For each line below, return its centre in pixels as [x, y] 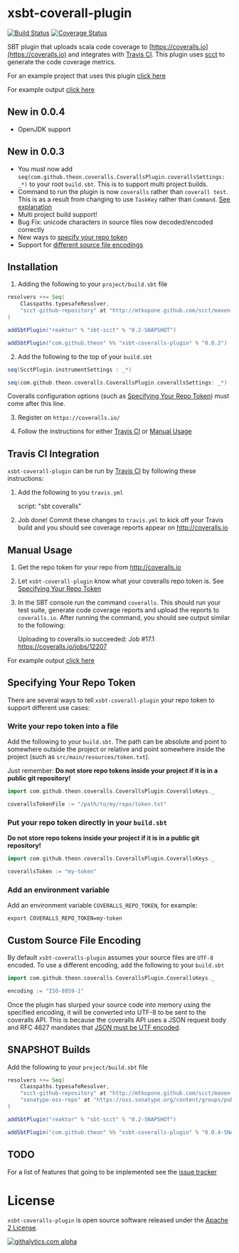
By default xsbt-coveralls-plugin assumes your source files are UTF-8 [110, 958]
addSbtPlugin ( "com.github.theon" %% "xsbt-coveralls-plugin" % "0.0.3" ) [117, 343]
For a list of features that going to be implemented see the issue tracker [112, 1172]
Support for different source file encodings [80, 245]
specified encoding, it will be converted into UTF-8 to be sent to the [107, 1012]
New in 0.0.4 [36, 112]
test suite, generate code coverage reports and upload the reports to [118, 610]
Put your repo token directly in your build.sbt [87, 822]
